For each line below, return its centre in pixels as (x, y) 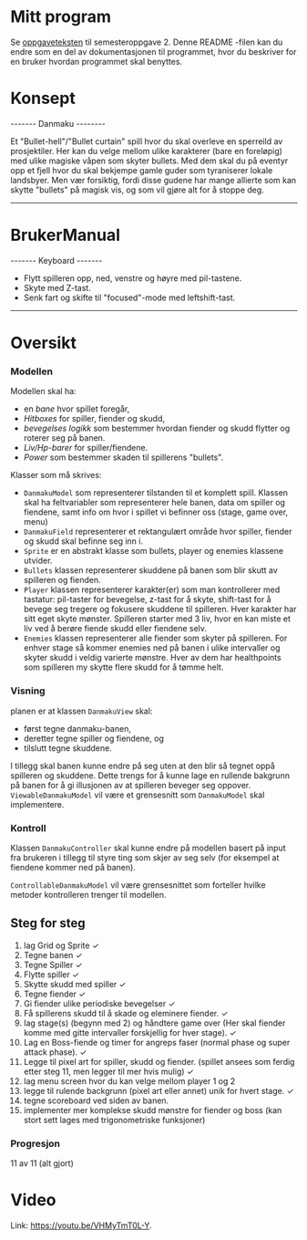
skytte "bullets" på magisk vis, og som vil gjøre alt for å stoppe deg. (138, 190)
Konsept (43, 99)
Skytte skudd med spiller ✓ (75, 984)
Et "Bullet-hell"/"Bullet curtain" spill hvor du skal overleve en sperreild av (147, 141)
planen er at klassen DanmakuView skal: (82, 711)
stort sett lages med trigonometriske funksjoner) (114, 1120)
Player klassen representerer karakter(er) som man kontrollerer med (152, 589)
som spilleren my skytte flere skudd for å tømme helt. (123, 667)
